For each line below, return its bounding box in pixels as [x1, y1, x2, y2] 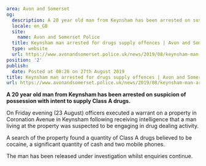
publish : [6, 62, 29, 69]
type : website [12, 46, 48, 52]
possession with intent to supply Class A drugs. [6, 97, 131, 105]
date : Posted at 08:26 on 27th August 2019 [12, 68, 124, 75]
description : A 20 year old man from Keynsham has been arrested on [12, 17, 191, 23]
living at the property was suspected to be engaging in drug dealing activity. [6, 123, 199, 130]
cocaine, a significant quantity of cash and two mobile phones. [6, 141, 166, 148]
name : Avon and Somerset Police [17, 34, 100, 40]
